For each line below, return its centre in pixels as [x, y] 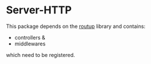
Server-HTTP [39, 10]
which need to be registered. [41, 55]
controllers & [30, 37]
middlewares [30, 44]
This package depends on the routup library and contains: [76, 26]
